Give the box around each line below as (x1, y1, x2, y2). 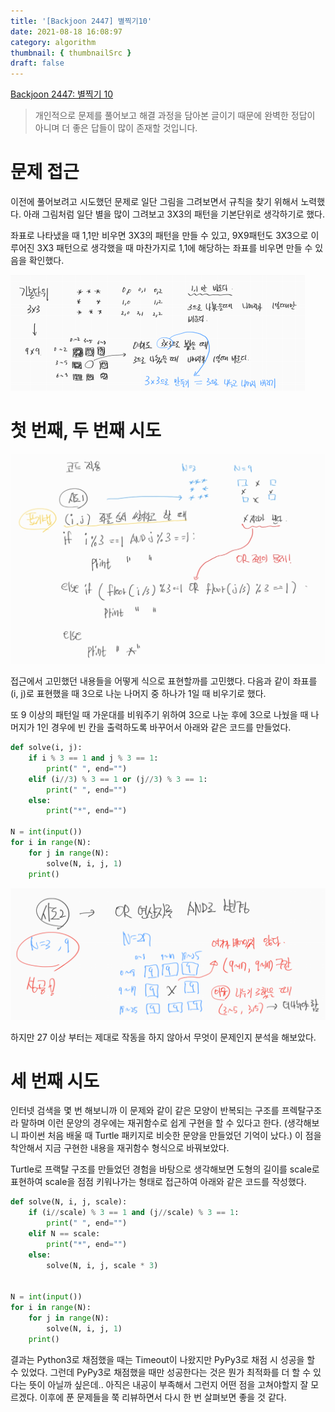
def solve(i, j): (10, 743, 83, 753)
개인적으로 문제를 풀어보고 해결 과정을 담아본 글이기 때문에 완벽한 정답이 (34, 110, 316, 122)
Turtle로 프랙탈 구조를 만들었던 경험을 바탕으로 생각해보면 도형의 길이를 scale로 (10, 1163, 320, 1175)
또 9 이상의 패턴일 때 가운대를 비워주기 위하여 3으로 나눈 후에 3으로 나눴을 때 (10, 709, 309, 721)
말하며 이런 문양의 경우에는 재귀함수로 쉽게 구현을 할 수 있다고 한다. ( (20, 1117, 288, 1129)
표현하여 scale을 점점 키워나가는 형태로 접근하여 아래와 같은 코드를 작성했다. (10, 1176, 307, 1188)
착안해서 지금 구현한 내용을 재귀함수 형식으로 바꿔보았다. (10, 1142, 230, 1154)
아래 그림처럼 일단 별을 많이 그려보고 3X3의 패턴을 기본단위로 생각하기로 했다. (23, 208, 325, 220)
